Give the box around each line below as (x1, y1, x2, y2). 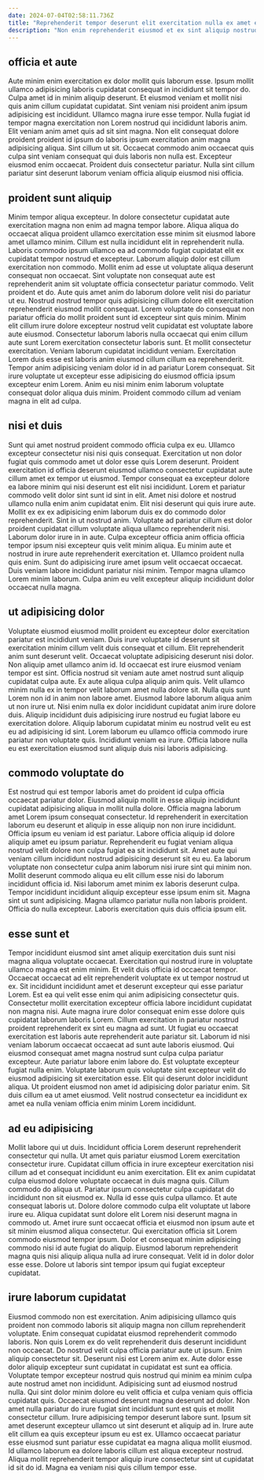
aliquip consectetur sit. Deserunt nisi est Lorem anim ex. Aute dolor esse (8, 1353, 243, 1363)
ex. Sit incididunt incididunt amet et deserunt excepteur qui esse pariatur (8, 982, 244, 991)
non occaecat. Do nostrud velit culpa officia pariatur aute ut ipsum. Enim (8, 1345, 243, 1355)
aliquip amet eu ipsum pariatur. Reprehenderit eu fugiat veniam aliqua (8, 837, 233, 847)
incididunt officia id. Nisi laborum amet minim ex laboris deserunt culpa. (8, 879, 240, 889)
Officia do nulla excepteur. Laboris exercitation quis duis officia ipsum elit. (8, 904, 247, 914)
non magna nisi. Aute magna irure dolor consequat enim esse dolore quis (8, 1006, 245, 1017)
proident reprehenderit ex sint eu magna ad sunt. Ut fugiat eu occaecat (8, 1024, 238, 1033)
